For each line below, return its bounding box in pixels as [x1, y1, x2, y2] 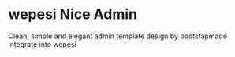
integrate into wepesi [8, 39, 76, 48]
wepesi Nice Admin [8, 5, 138, 23]
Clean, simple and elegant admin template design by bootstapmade [8, 31, 227, 41]
